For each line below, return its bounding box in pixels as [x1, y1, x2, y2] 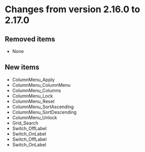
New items [5, 63, 39, 72]
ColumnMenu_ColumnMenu [12, 82, 71, 88]
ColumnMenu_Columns [12, 87, 61, 93]
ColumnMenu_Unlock [12, 114, 57, 120]
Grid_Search [12, 120, 39, 126]
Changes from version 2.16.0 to [5, 4, 140, 15]
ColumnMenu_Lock [12, 93, 53, 99]
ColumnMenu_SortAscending [12, 104, 74, 110]
